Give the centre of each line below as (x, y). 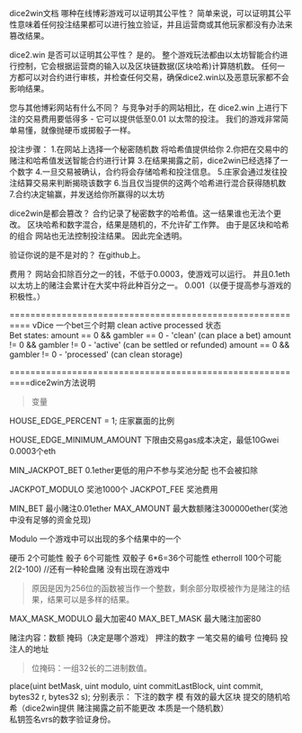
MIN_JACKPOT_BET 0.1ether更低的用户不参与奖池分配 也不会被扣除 (134, 470)
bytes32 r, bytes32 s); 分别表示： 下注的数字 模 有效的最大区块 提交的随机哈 (150, 697)
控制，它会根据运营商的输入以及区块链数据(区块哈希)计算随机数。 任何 (147, 66)
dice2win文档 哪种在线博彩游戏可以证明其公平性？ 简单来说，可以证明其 (142, 13)
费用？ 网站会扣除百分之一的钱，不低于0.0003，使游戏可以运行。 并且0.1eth (150, 274)
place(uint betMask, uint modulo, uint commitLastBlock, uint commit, (136, 686)
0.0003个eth (33, 451)
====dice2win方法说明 (53, 382)
